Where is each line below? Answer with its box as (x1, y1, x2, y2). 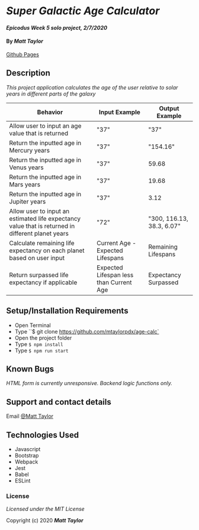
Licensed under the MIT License (6, 506, 85, 513)
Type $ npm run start (14, 347, 69, 354)
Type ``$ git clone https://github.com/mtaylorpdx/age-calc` (14, 328, 159, 335)
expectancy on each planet (9, 246, 85, 255)
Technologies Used (6, 430, 79, 440)
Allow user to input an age (9, 122, 82, 130)
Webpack (14, 458, 38, 465)
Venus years (9, 163, 44, 172)
